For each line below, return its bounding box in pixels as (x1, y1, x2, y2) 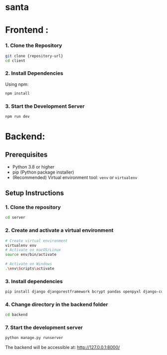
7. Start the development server (5, 324, 83, 331)
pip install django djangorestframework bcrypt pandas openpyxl (5, 289, 141, 294)
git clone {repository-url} (5, 53, 64, 58)
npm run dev (5, 114, 30, 119)
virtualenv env (5, 243, 37, 248)
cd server (5, 215, 26, 220)
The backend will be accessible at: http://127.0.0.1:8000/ (5, 345, 120, 351)
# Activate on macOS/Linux (5, 247, 61, 253)
